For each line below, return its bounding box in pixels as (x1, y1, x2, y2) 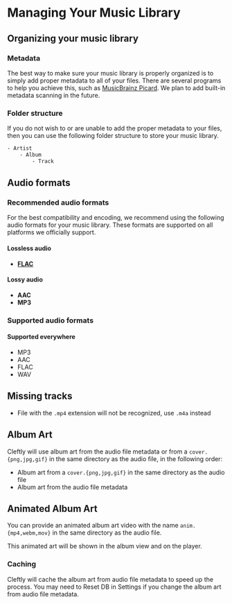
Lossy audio (7, 275, 43, 284)
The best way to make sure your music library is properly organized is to (7, 69, 214, 77)
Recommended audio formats (7, 198, 109, 207)
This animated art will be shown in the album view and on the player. (7, 542, 202, 551)
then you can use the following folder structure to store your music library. (7, 132, 220, 140)
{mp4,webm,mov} (7, 530, 51, 537)
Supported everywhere (7, 333, 76, 341)
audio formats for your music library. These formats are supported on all (7, 221, 213, 230)
